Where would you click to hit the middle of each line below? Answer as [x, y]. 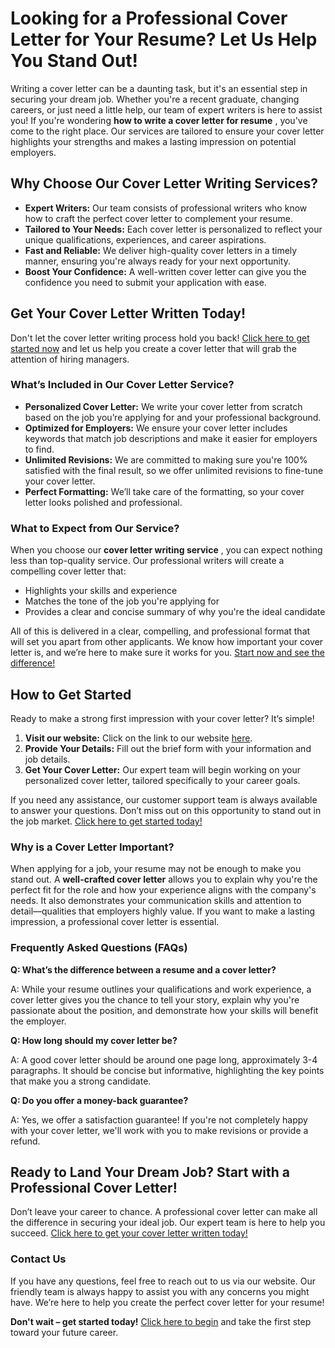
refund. [25, 1141]
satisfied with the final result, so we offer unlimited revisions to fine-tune [174, 470]
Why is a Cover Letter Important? [92, 847]
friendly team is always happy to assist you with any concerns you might [160, 1291]
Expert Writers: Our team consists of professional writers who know [166, 208]
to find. [39, 449]
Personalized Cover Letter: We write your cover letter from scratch [163, 406]
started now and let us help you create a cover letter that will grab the [153, 348]
